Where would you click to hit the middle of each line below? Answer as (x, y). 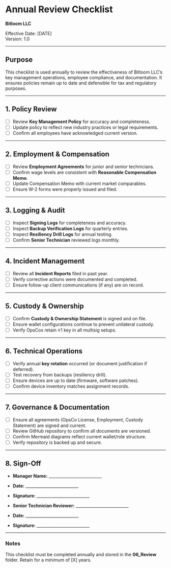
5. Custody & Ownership (45, 306)
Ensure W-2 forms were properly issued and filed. (65, 189)
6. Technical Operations (44, 351)
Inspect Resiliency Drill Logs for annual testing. (63, 234)
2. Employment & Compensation (57, 154)
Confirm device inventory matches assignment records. (71, 386)
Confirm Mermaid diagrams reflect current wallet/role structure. (79, 436)
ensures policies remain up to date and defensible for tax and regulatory (81, 83)
